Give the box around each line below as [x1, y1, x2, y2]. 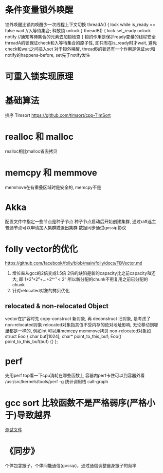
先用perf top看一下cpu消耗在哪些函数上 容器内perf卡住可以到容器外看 [5, 372, 145, 378]
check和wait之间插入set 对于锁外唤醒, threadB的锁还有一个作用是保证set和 [5, 46, 156, 52]
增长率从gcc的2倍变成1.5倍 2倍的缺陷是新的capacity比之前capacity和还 [12, 270, 156, 276]
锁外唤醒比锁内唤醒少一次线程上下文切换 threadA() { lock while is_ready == [5, 21, 156, 27]
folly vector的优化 [5, 244, 78, 255]
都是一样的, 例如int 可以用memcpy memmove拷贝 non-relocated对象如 [9, 328, 151, 334]
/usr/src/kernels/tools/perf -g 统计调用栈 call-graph [5, 378, 109, 384]
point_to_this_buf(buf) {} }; [5, 338, 58, 344]
